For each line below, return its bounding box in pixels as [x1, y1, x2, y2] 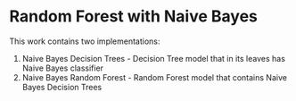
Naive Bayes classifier [21, 63, 104, 73]
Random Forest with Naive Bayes [9, 6, 259, 27]
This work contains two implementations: [9, 36, 160, 46]
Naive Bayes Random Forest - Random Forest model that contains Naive [21, 72, 288, 82]
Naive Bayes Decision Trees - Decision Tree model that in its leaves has [21, 53, 285, 63]
